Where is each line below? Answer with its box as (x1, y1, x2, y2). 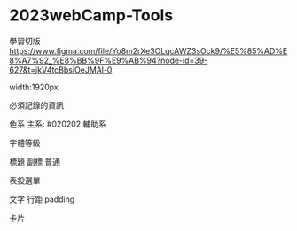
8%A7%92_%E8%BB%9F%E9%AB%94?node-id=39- (9, 55, 208, 65)
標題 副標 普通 (9, 156, 60, 166)
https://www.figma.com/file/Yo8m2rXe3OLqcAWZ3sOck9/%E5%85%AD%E (9, 45, 288, 56)
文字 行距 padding (9, 194, 75, 204)
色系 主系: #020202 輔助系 (9, 119, 106, 129)
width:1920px (9, 81, 59, 92)
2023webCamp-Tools (9, 5, 174, 26)
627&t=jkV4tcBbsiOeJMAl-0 (9, 64, 113, 75)
